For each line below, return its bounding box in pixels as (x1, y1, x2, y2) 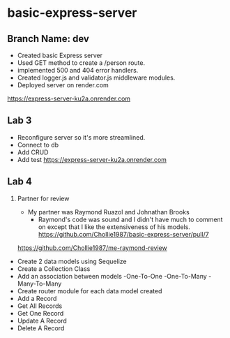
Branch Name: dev (7, 33, 89, 45)
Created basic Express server (17, 51, 103, 59)
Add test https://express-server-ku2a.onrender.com (17, 155, 167, 163)
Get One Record (17, 309, 64, 317)
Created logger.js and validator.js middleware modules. (17, 73, 176, 82)
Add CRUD (17, 148, 49, 156)
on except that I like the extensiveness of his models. (38, 222, 190, 231)
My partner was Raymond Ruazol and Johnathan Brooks (27, 207, 190, 216)
